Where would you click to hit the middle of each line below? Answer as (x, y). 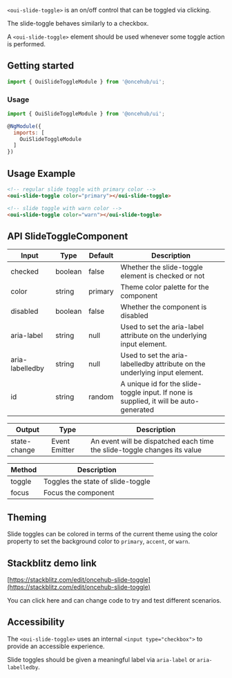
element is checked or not (163, 276)
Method (24, 470)
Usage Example (41, 173)
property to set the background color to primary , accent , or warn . (99, 541)
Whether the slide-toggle (162, 267)
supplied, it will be (150, 402)
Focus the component (79, 493)
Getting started (41, 66)
